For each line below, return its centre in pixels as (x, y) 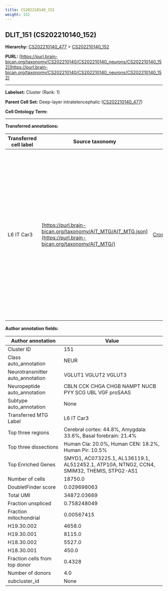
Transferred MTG (28, 415)
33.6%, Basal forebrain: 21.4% (100, 436)
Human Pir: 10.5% (85, 450)
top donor (19, 565)
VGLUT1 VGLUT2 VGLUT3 (95, 375)
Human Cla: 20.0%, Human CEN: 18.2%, (112, 444)
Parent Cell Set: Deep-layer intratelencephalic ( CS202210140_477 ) (74, 102)
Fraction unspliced (29, 503)
